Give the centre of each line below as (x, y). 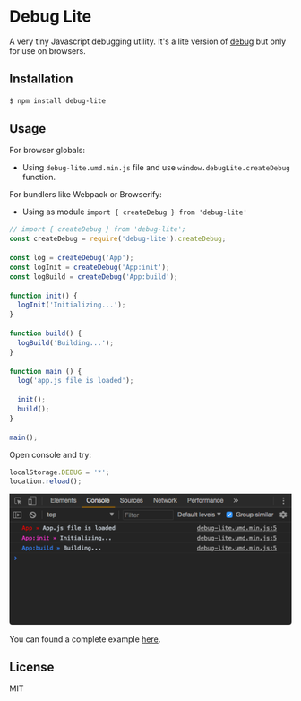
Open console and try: (51, 454)
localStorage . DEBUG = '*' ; (60, 472)
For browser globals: (47, 151)
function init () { (43, 296)
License (32, 667)
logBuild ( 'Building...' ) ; (66, 342)
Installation (41, 79)
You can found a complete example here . (85, 639)
